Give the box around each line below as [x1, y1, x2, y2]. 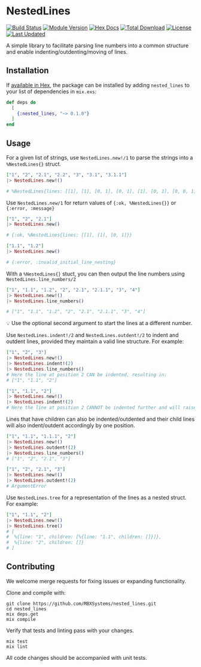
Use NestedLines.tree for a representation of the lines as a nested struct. [6, 494, 187, 501]
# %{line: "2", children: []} [6, 540, 84, 546]
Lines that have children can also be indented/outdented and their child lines [6, 415, 195, 423]
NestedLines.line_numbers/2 [6, 276, 77, 282]
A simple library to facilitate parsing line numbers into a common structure [6, 42, 189, 49]
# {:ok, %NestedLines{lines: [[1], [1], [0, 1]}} [6, 232, 133, 238]
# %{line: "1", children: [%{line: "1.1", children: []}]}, [6, 534, 162, 540]
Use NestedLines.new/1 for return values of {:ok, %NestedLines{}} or [6, 199, 176, 206]
